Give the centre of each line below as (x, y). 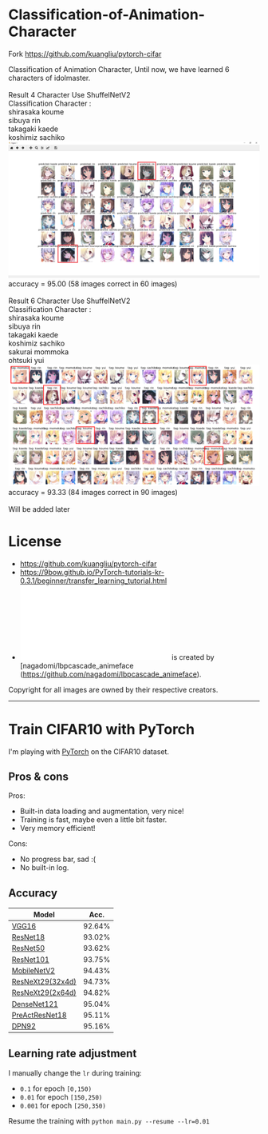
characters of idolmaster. (49, 78)
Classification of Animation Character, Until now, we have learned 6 (119, 69)
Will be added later (39, 509)
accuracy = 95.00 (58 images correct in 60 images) (93, 283)
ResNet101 (30, 959)
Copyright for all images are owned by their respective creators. (113, 689)
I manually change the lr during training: (75, 1072)
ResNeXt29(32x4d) (44, 982)
